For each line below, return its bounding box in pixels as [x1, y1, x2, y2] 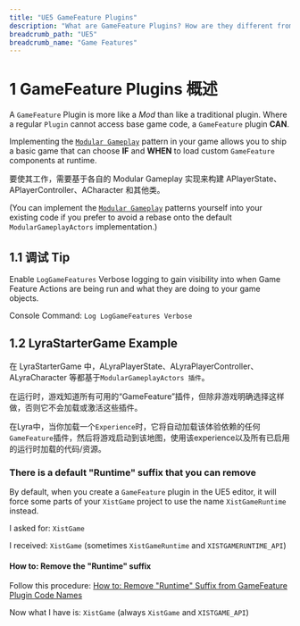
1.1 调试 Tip [9, 249, 71, 264]
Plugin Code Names [9, 590, 83, 601]
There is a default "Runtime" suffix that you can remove [9, 466, 256, 479]
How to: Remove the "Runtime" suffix [9, 560, 152, 572]
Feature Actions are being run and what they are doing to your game [9, 283, 261, 294]
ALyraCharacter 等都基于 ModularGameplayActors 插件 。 [9, 371, 210, 382]
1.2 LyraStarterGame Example [9, 336, 179, 351]
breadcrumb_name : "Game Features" [9, 38, 138, 47]
